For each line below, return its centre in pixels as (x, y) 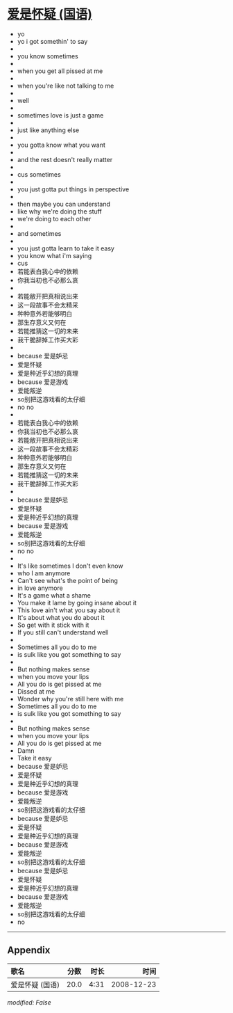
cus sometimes (39, 174)
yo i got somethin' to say (52, 41)
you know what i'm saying (54, 255)
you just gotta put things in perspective (73, 189)
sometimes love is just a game (60, 115)
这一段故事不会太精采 (48, 305)
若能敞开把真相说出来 (48, 440)
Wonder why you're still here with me (70, 699)
